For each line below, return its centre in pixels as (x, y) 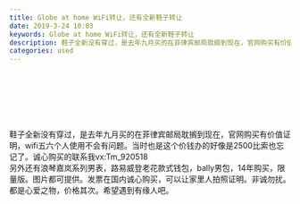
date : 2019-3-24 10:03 (51, 26)
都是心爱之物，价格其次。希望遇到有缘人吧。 (92, 191)
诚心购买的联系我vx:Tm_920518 (91, 157)
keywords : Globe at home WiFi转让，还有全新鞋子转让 (102, 34)
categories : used (42, 51)
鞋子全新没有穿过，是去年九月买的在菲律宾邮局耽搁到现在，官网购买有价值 (146, 134)
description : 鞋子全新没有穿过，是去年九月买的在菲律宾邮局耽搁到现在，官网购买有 (145, 42)
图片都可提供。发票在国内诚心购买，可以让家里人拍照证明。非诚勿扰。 (162, 179)
